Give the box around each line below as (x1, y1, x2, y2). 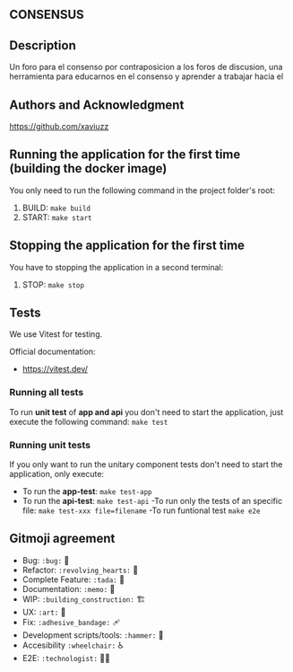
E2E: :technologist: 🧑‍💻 (22, 652, 110, 663)
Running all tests (9, 386, 84, 399)
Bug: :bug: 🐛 (22, 554, 70, 565)
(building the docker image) (9, 161, 168, 176)
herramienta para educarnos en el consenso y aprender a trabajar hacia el (9, 71, 284, 82)
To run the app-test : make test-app (22, 486, 152, 497)
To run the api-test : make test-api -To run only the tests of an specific (22, 496, 283, 507)
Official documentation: (9, 346, 96, 358)
